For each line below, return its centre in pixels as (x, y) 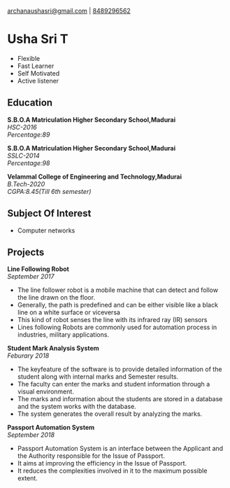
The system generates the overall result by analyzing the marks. (110, 414)
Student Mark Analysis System (53, 348)
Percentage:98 (29, 163)
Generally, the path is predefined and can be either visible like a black (118, 305)
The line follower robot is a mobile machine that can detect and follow (118, 290)
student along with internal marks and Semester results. (98, 377)
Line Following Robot (38, 269)
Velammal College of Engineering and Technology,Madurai (94, 176)
